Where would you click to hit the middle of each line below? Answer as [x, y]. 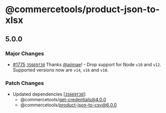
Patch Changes [25, 83]
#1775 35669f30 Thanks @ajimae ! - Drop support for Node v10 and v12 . [87, 64]
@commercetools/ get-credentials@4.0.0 [63, 100]
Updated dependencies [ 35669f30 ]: [50, 94]
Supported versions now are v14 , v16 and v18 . [61, 70]
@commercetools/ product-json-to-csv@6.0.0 [68, 105]
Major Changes [25, 53]
